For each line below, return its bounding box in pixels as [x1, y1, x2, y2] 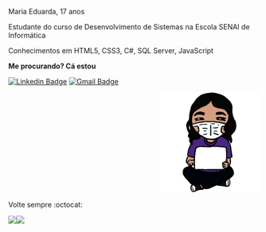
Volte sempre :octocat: [8, 200, 83, 209]
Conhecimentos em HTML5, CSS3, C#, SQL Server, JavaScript [8, 46, 213, 55]
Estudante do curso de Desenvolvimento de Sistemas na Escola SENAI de [8, 22, 250, 31]
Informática [8, 31, 46, 40]
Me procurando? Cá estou [8, 61, 96, 71]
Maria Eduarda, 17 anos [8, 7, 85, 16]
